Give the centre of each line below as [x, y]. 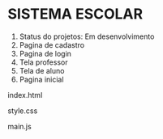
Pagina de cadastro [52, 44]
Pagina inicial [41, 79]
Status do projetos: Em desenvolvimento [87, 36]
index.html [25, 95]
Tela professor [43, 62]
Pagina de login [45, 53]
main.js [19, 126]
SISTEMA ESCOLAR [75, 14]
